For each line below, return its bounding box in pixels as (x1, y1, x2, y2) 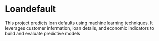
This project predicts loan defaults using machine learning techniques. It (5, 20, 153, 26)
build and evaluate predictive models (5, 30, 80, 36)
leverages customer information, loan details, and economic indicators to (5, 25, 155, 31)
